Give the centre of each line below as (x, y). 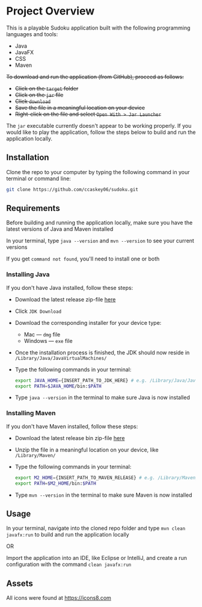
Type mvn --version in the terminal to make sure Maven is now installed (103, 495)
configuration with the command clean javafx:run (69, 564)
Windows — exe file (48, 341)
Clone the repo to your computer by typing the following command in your (98, 172)
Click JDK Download (38, 311)
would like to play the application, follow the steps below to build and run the (101, 132)
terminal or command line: (38, 178)
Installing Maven (31, 413)
